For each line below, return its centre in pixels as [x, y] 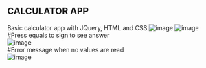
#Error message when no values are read [66, 49]
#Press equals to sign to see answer [58, 35]
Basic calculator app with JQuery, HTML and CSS [77, 27]
